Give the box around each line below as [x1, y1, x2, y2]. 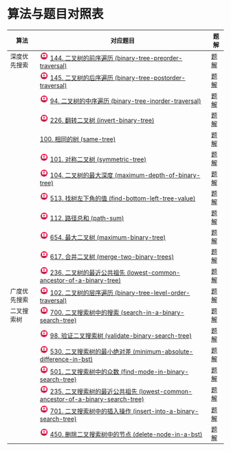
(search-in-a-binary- [120, 308, 184, 316]
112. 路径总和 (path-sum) [49, 213, 124, 222]
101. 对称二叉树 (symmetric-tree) [49, 155, 146, 163]
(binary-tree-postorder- [114, 73, 186, 82]
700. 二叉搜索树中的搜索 [49, 308, 120, 316]
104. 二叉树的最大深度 [49, 171, 113, 179]
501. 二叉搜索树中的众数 [49, 367, 120, 375]
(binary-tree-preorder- [114, 54, 183, 62]
